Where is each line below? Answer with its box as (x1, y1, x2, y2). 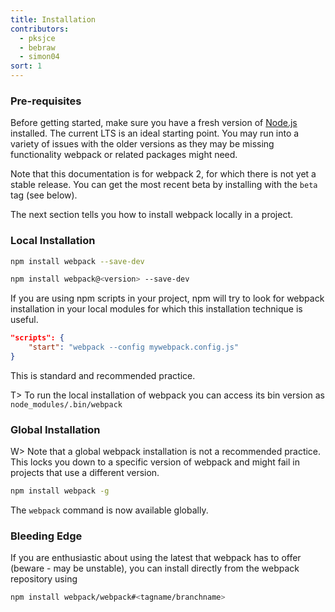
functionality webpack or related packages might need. (10, 149, 238, 161)
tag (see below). (10, 189, 78, 201)
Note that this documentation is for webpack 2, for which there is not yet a (10, 168, 317, 180)
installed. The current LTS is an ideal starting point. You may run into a (10, 127, 300, 140)
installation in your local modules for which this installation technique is (10, 303, 303, 315)
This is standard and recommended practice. (10, 369, 196, 381)
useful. (10, 314, 39, 326)
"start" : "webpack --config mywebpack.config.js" (28, 342, 240, 353)
